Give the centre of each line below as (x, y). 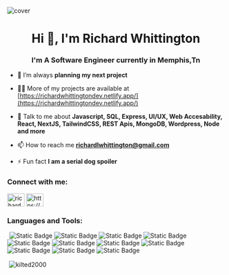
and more (31, 131)
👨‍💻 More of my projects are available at (73, 88)
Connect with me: (38, 182)
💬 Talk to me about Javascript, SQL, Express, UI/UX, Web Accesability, (120, 117)
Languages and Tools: (45, 220)
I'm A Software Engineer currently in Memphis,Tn (116, 60)
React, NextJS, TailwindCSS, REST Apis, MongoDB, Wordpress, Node (118, 124)
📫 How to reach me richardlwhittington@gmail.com (93, 145)
